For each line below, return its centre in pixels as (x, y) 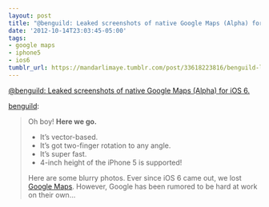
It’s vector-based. (69, 137)
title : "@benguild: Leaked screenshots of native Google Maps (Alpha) (128, 23)
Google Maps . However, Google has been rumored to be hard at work (143, 186)
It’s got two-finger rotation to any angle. (105, 145)
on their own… (52, 195)
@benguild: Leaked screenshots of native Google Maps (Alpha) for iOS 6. (129, 90)
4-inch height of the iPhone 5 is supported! (111, 162)
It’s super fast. (63, 153)
